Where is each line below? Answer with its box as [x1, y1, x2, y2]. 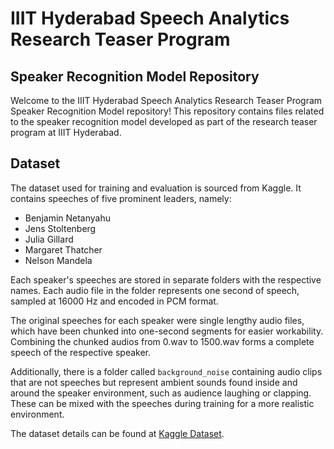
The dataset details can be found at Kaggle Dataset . [10, 427, 225, 439]
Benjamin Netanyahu [24, 212, 112, 224]
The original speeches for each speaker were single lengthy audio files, [10, 314, 305, 326]
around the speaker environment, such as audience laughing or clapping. [10, 387, 312, 399]
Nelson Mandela [24, 254, 93, 266]
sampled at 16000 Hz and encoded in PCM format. [10, 295, 219, 307]
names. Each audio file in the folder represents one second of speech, [10, 284, 300, 296]
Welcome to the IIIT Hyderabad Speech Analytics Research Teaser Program [10, 95, 323, 106]
